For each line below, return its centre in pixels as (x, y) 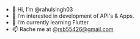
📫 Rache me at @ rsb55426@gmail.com (63, 29)
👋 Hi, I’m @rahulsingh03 (42, 9)
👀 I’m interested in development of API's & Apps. (73, 16)
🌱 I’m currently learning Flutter (50, 22)
